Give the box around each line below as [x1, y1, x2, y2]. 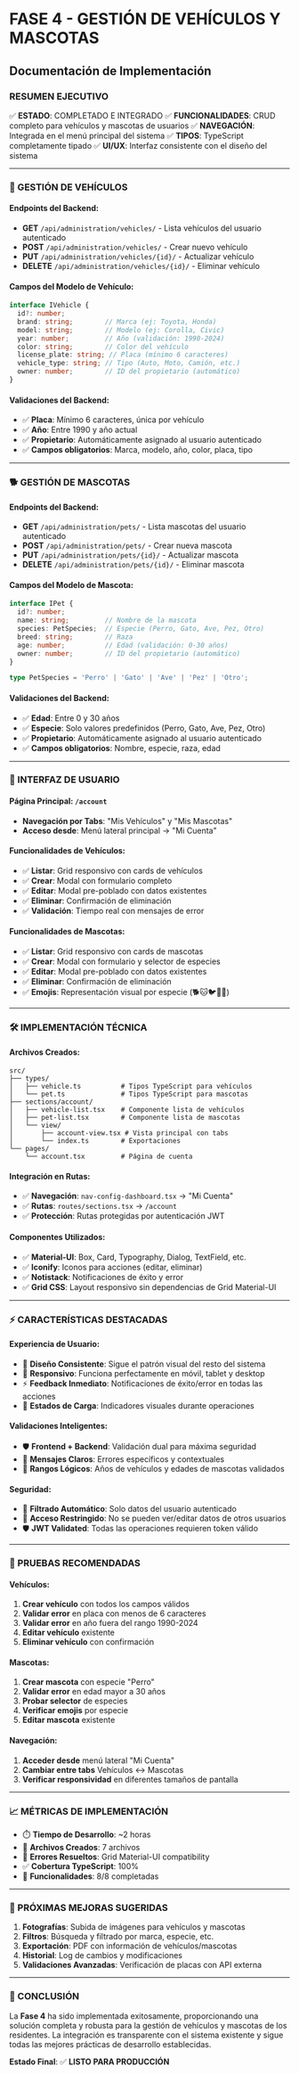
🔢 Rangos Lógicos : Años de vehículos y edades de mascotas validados [21, 1463, 285, 1474]
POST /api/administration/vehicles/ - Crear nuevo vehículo [21, 241, 248, 252]
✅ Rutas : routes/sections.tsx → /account [21, 1201, 178, 1212]
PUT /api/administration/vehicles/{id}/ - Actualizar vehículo [21, 251, 255, 262]
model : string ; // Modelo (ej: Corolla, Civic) [17, 325, 225, 334]
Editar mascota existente [21, 1715, 116, 1726]
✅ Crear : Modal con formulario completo [21, 875, 173, 886]
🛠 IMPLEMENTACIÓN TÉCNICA [9, 1021, 148, 1033]
